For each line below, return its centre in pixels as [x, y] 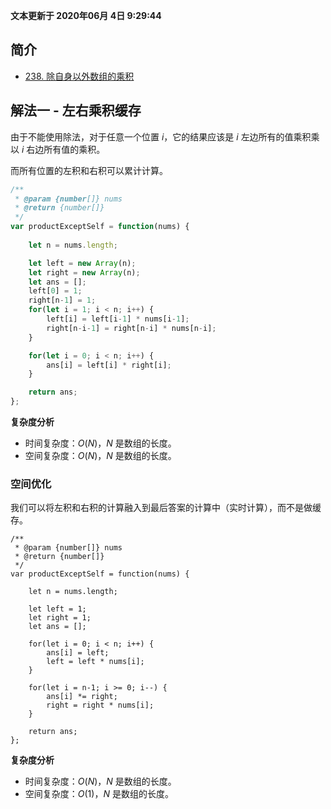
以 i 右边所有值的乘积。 [58, 149]
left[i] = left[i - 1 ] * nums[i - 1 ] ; [118, 319]
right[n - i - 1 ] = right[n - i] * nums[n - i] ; [131, 328]
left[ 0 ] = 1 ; [55, 291]
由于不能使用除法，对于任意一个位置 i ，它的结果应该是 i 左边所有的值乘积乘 [165, 136]
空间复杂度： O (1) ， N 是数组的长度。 [99, 794]
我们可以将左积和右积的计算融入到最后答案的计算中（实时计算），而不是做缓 [166, 508]
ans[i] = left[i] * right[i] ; [109, 365]
